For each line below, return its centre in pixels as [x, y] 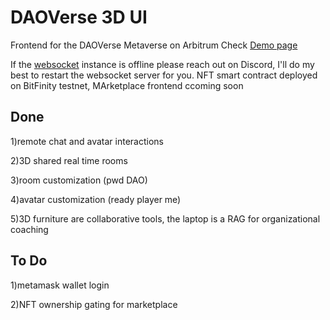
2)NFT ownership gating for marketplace [94, 304]
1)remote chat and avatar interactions [87, 141]
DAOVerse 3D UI [79, 17]
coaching [29, 229]
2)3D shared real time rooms [69, 160]
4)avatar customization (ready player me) [96, 199]
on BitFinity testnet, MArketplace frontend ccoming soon [127, 85]
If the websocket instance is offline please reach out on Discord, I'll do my [162, 64]
